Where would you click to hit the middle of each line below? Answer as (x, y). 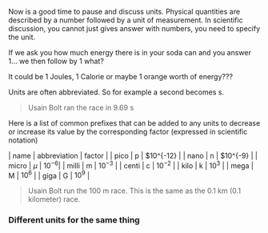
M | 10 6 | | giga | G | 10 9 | (49, 175)
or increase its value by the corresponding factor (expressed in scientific (128, 132)
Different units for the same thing (74, 220)
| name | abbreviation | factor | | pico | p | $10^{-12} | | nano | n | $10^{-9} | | (133, 156)
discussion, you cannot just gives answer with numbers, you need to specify (134, 28)
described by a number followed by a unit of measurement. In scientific (126, 20)
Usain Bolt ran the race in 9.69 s (81, 108)
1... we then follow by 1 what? (56, 61)
